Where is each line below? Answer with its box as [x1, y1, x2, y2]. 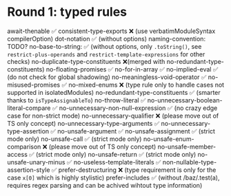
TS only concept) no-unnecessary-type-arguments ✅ [7, 119, 160, 127]
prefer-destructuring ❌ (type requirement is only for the [58, 166, 217, 174]
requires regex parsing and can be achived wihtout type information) [7, 181, 203, 189]
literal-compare [7, 104, 51, 112]
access [7, 150, 28, 158]
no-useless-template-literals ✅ [73, 157, 161, 166]
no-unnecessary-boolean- [147, 96, 223, 104]
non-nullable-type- [162, 157, 217, 166]
